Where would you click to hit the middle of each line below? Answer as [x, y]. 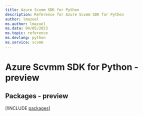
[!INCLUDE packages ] [28, 108]
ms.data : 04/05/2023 [27, 28]
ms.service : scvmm [24, 42]
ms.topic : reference [27, 33]
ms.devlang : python [25, 38]
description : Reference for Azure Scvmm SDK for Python [64, 14]
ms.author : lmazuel [25, 24]
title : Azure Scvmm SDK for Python [42, 10]
